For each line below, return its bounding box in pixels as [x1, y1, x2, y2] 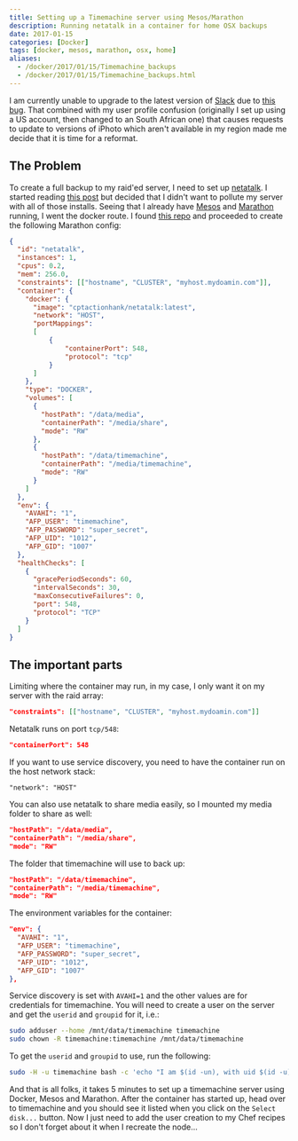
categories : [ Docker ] [9, 37, 90, 47]
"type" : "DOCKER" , [25, 385, 93, 395]
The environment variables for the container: [9, 908, 173, 918]
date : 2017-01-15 [9, 29, 74, 38]
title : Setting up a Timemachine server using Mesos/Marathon [9, 12, 244, 22]
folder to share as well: [9, 808, 93, 819]
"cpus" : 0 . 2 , [17, 262, 66, 271]
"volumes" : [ [25, 394, 74, 403]
